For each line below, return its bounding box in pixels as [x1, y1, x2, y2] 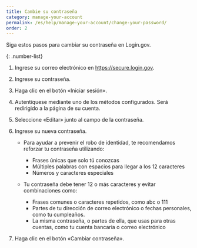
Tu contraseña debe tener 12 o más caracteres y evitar [23, 181, 156, 188]
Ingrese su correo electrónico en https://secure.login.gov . [14, 64, 155, 71]
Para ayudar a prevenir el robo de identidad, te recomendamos [23, 139, 175, 146]
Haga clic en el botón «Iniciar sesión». [14, 87, 108, 94]
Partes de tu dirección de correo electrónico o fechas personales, [32, 205, 192, 212]
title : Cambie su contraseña [6, 8, 78, 15]
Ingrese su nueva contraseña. [14, 128, 87, 135]
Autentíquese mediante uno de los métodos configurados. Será [14, 99, 169, 106]
